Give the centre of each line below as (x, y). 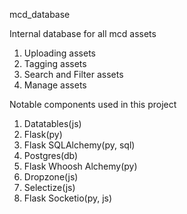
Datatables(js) (52, 123)
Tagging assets (55, 63)
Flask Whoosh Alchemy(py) (80, 166)
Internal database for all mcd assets (83, 33)
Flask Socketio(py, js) (68, 198)
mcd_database (40, 14)
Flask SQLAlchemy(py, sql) (79, 145)
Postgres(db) (51, 155)
